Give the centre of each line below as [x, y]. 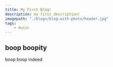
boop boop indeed [24, 59]
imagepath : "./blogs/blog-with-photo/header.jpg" [57, 19]
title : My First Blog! [28, 10]
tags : [11, 23]
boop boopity [26, 48]
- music [22, 28]
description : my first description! [42, 14]
